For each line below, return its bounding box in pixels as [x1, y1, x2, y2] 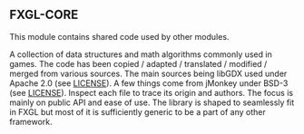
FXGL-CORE [9, 7, 79, 23]
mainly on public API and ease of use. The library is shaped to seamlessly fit [9, 97, 295, 108]
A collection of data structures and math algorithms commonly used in [9, 49, 272, 60]
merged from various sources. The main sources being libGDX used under [9, 68, 288, 79]
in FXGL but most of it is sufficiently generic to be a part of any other [9, 106, 266, 117]
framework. [9, 116, 53, 127]
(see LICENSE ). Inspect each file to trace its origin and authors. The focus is [9, 87, 293, 98]
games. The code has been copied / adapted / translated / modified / [9, 58, 268, 69]
